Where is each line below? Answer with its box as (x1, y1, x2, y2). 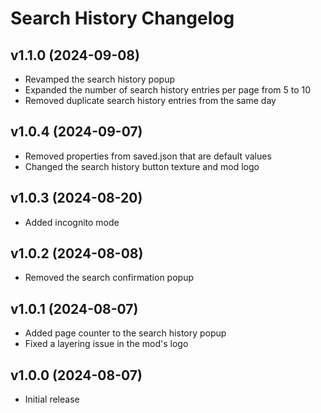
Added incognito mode (24, 216, 120, 228)
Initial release (24, 393, 80, 406)
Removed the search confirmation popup (24, 272, 194, 284)
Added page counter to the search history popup (24, 327, 227, 339)
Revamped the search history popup (24, 73, 175, 85)
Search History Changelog (10, 7, 235, 30)
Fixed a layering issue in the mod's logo (24, 338, 189, 350)
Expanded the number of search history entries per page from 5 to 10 (24, 84, 312, 96)
